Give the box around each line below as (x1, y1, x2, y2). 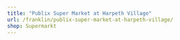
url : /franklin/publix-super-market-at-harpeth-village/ (7, 16, 174, 23)
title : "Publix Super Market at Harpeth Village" (7, 9, 153, 17)
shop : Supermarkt (7, 22, 57, 29)
